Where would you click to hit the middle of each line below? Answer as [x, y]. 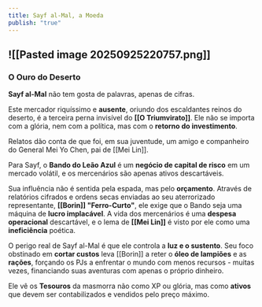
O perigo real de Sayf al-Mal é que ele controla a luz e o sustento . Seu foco [131, 246]
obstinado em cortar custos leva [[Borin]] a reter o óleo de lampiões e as [127, 254]
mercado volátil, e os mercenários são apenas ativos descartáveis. [116, 173]
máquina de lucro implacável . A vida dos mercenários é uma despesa [122, 214]
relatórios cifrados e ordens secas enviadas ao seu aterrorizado [112, 197]
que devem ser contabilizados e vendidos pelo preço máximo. [109, 294]
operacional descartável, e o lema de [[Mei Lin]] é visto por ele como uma [129, 222]
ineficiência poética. [42, 231]
